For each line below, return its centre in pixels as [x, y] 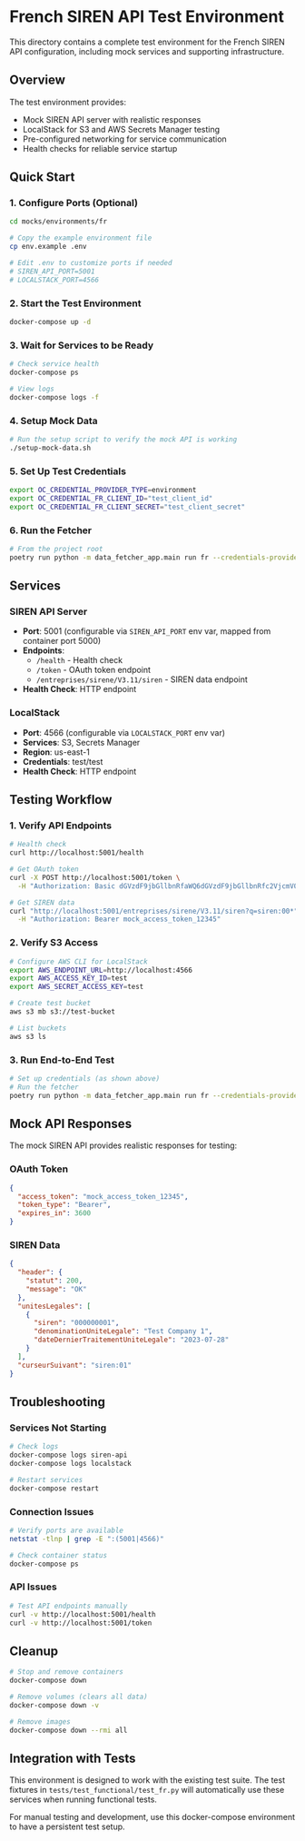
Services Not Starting [58, 1428]
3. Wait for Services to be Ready [82, 345]
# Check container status [58, 1555]
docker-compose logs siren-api [69, 1455]
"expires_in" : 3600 [54, 1213]
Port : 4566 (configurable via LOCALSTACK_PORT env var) [123, 732]
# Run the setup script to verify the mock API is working [123, 439]
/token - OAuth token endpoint [93, 670]
